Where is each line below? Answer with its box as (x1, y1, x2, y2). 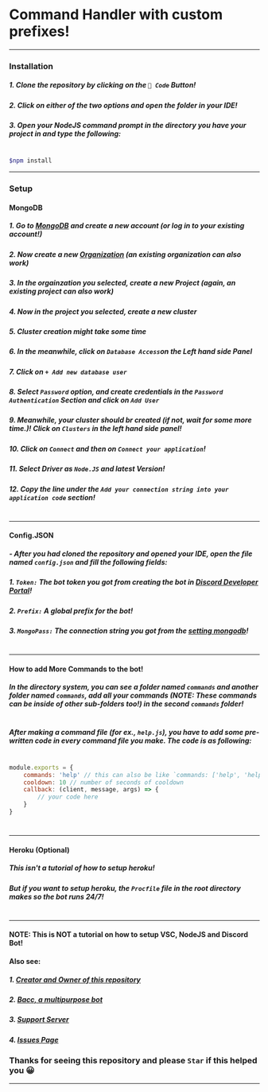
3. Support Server (9, 1015, 70, 1024)
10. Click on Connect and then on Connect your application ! (9, 444, 206, 453)
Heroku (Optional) (9, 845, 70, 854)
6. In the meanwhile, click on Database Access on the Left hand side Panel (9, 347, 253, 356)
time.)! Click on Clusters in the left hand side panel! (9, 424, 182, 433)
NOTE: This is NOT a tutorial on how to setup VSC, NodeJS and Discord (9, 930, 249, 939)
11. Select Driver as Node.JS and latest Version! (9, 464, 165, 474)
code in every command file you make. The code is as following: (34, 736, 252, 745)
